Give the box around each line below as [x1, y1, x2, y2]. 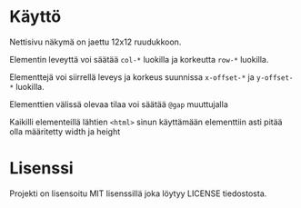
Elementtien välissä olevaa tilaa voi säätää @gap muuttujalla [9, 98, 229, 110]
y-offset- [256, 73, 294, 83]
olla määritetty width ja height [9, 125, 121, 137]
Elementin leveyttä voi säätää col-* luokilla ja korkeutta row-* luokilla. [9, 54, 269, 64]
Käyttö [9, 6, 62, 27]
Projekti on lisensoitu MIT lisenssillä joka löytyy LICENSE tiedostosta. [9, 188, 267, 199]
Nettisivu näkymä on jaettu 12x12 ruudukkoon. [9, 36, 182, 47]
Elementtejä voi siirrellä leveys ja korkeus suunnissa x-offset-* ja [9, 71, 255, 83]
